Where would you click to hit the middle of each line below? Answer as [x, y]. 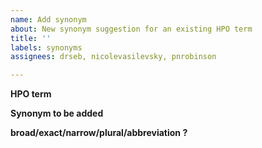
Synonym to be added [57, 113]
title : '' [31, 38]
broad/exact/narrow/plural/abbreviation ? [99, 133]
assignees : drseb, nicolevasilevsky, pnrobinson [113, 57]
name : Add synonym [48, 19]
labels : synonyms [46, 47]
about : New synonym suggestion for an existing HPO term [131, 29]
